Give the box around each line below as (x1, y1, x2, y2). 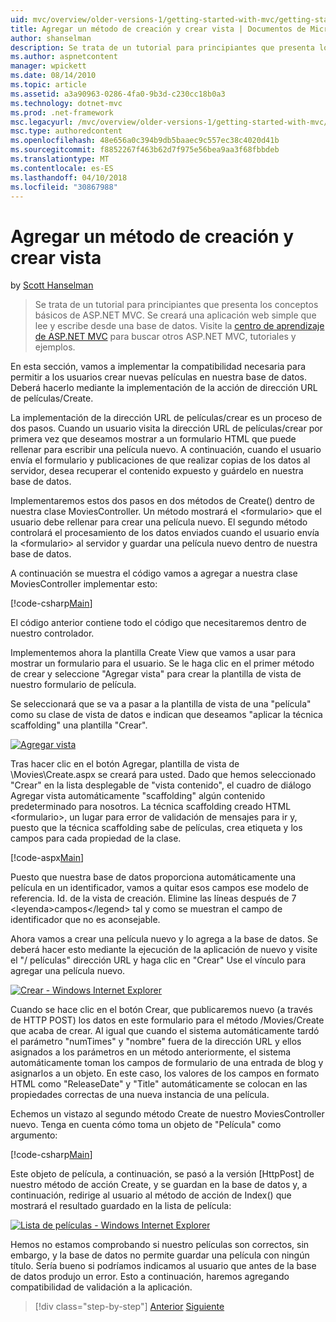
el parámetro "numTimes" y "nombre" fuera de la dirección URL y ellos (10, 1036, 302, 1048)
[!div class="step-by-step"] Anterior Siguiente (34, 1301, 225, 1313)
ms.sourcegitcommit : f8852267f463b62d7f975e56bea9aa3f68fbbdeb (10, 145, 280, 155)
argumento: (10, 1129, 58, 1141)
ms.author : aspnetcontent (10, 52, 118, 62)
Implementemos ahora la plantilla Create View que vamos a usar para (10, 647, 297, 659)
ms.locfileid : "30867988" (10, 182, 118, 192)
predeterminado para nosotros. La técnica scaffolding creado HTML (10, 801, 292, 813)
